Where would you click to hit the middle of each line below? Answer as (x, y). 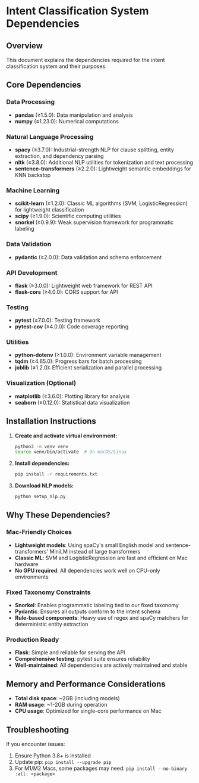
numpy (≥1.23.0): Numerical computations (67, 121)
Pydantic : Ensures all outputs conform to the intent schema (88, 611)
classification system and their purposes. (56, 66)
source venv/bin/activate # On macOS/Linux (71, 452)
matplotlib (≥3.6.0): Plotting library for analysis (72, 396)
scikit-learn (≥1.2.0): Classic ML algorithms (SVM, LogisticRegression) (101, 203)
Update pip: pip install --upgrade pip (63, 762)
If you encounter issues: (36, 744)
